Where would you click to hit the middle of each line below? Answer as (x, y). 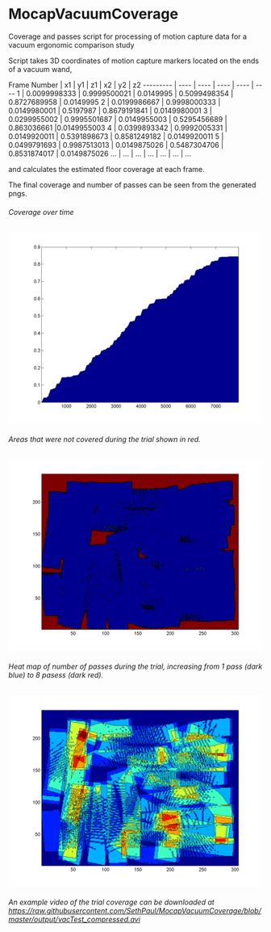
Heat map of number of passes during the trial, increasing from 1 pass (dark (135, 666)
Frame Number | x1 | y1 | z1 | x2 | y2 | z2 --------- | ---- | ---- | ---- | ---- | (131, 85)
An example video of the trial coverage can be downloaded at (112, 902)
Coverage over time (41, 212)
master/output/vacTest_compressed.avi (75, 919)
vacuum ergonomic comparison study (71, 44)
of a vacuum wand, (40, 69)
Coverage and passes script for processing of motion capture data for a (128, 36)
